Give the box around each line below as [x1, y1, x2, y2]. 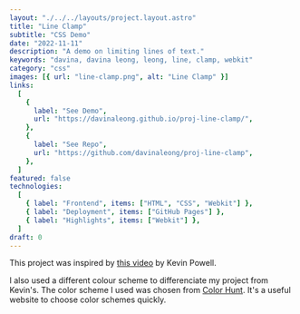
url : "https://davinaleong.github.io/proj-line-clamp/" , [33, 114, 254, 123]
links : [9, 81, 34, 90]
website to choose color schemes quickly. [9, 294, 167, 305]
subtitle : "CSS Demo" [9, 30, 92, 39]
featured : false [9, 173, 71, 182]
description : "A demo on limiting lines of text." [9, 47, 205, 56]
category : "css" [9, 64, 71, 74]
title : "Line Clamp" [9, 22, 88, 31]
